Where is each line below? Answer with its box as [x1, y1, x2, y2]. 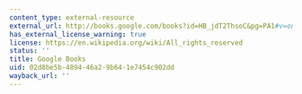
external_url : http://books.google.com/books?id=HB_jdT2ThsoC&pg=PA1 [9, 21, 276, 30]
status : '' [9, 47, 50, 56]
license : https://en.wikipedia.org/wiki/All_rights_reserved [9, 38, 244, 47]
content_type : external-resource [9, 13, 135, 22]
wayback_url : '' [9, 72, 70, 81]
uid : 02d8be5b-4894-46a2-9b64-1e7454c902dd [9, 64, 175, 73]
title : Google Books [9, 55, 87, 64]
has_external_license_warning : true [9, 30, 147, 38]
